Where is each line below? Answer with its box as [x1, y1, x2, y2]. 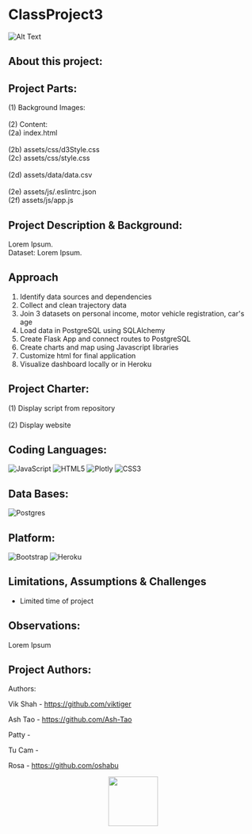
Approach [8, 271, 59, 285]
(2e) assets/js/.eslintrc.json [8, 187, 97, 197]
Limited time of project [19, 596, 94, 606]
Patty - [8, 730, 31, 740]
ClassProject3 [8, 6, 104, 24]
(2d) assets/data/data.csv [8, 170, 93, 180]
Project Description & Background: [8, 218, 183, 231]
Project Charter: [8, 382, 90, 396]
